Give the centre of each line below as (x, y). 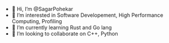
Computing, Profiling (37, 21)
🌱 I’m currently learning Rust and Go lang (62, 27)
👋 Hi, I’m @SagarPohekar (42, 9)
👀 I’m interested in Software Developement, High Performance (87, 15)
